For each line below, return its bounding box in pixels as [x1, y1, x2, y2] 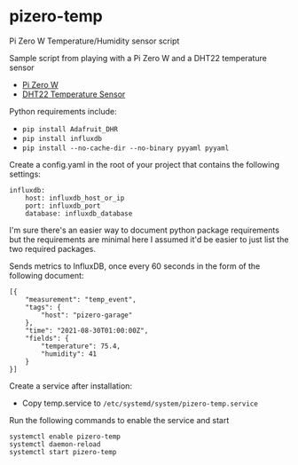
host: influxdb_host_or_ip [25, 193, 125, 202]
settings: [9, 169, 42, 179]
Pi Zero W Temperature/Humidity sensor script [9, 35, 180, 46]
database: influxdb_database [25, 209, 133, 218]
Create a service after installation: [9, 380, 133, 391]
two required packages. [9, 243, 96, 254]
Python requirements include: [9, 106, 117, 116]
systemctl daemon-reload [9, 439, 101, 449]
